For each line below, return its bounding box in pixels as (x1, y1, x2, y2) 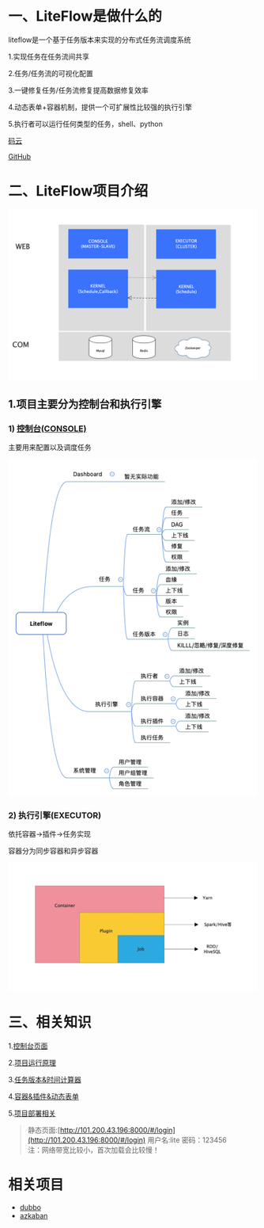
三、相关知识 (8, 1013, 92, 1032)
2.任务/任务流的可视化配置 (8, 68, 93, 78)
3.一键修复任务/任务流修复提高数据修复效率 (8, 85, 149, 95)
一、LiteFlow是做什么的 (8, 7, 162, 25)
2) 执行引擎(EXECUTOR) (8, 810, 101, 821)
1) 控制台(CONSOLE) (8, 423, 87, 434)
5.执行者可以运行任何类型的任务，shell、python (8, 119, 164, 128)
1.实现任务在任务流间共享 (8, 51, 89, 61)
